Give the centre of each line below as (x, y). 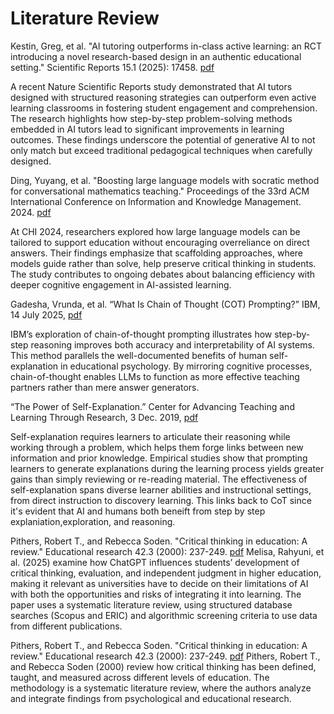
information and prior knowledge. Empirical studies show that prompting (159, 458)
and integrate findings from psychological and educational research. (151, 698)
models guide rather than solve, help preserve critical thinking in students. (163, 263)
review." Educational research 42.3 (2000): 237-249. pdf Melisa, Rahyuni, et (167, 551)
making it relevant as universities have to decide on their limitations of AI (159, 583)
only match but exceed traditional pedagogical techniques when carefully (161, 150)
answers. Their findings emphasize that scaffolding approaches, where (157, 253)
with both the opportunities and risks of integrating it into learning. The (156, 594)
